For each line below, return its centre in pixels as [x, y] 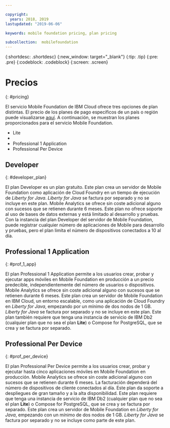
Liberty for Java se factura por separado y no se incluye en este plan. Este [83, 311]
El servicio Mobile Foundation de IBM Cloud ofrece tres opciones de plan [82, 107]
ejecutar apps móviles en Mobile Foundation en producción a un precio [80, 279]
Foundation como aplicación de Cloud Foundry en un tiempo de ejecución [82, 192]
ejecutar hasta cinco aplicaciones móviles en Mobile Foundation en [75, 372]
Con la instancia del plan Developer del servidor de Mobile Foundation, [79, 219]
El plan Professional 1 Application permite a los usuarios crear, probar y [79, 274]
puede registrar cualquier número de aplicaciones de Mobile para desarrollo [85, 225]
